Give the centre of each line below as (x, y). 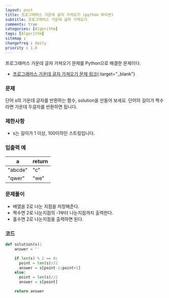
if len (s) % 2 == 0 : (36, 258)
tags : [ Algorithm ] (25, 34)
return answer (29, 291)
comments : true (21, 24)
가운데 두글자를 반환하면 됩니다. (46, 106)
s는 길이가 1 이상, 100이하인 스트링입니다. (54, 133)
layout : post (19, 10)
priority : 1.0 (21, 48)
